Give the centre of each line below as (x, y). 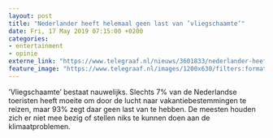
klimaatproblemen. (39, 126)
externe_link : (32, 62)
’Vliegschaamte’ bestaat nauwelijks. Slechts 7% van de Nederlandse (123, 92)
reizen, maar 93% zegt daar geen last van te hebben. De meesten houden (132, 109)
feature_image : (34, 69)
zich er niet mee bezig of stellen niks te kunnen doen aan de (109, 118)
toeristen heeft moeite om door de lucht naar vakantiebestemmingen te (128, 100)
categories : (28, 39)
